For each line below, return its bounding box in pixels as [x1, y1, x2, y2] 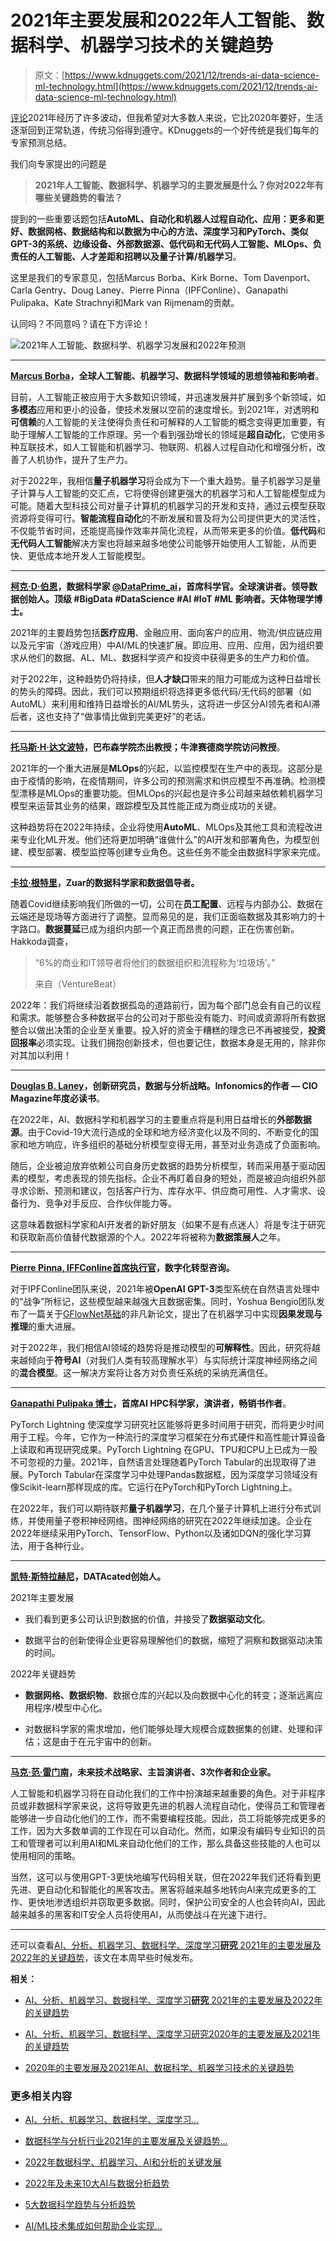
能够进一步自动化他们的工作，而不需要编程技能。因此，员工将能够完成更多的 [10, 1812, 326, 1824]
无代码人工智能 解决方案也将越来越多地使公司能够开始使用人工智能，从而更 [10, 537, 317, 549]
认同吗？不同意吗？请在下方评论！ [10, 317, 151, 330]
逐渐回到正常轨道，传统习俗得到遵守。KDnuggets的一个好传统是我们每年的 [10, 124, 320, 136]
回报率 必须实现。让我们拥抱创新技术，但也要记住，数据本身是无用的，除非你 [10, 1036, 326, 1048]
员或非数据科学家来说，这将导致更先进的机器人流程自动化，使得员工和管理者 [10, 1799, 326, 1811]
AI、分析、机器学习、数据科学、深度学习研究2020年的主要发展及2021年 [24, 2027, 321, 2040]
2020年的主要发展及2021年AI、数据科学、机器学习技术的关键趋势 [24, 2061, 295, 2073]
